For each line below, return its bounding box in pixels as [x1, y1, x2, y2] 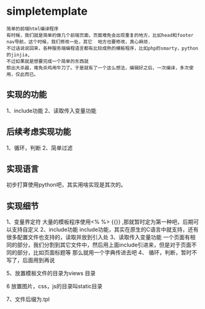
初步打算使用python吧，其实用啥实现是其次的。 [6, 181, 126, 188]
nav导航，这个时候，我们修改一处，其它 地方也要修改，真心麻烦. [6, 39, 151, 45]
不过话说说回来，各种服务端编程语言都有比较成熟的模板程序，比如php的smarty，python [6, 45, 198, 51]
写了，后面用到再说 [6, 256, 55, 264]
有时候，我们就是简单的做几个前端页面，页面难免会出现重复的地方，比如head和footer [6, 32, 194, 38]
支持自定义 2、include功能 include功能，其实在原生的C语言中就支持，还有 [11, 226, 199, 234]
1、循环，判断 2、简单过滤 [6, 144, 73, 151]
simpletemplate [6, 4, 88, 18]
